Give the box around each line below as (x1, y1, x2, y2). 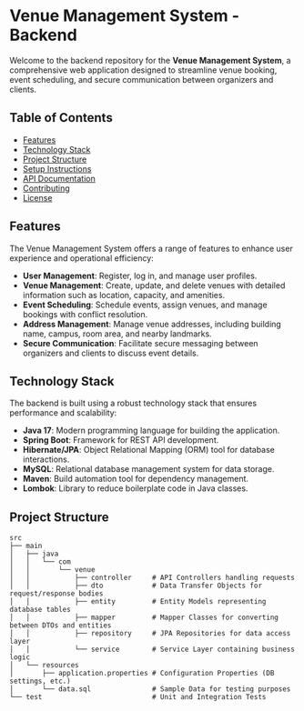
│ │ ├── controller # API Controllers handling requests (9, 574, 296, 583)
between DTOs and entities (9, 621, 112, 630)
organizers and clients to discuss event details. (22, 347, 199, 358)
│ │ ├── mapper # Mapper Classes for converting (9, 613, 279, 623)
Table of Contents (9, 110, 114, 125)
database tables (9, 606, 71, 615)
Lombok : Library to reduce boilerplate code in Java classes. (22, 483, 248, 494)
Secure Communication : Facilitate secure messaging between (22, 337, 258, 348)
